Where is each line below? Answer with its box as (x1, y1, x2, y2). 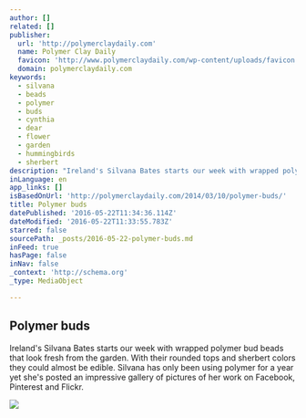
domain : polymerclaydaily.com (17, 65, 132, 74)
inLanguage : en (9, 174, 67, 183)
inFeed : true (9, 243, 59, 252)
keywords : (9, 73, 47, 82)
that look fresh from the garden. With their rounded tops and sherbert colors (9, 352, 296, 363)
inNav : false (9, 259, 59, 269)
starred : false (9, 225, 67, 235)
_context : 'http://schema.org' (9, 268, 128, 277)
